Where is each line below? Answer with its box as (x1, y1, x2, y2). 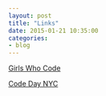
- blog (8, 42, 31, 50)
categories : (8, 34, 48, 42)
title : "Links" (8, 19, 59, 27)
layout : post (8, 11, 52, 20)
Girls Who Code (8, 63, 61, 73)
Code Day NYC (8, 79, 59, 89)
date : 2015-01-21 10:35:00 (8, 26, 99, 34)
